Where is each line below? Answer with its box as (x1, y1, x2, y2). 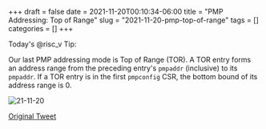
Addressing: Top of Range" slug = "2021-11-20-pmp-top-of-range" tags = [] (8, 15, 259, 25)
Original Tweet (8, 111, 57, 121)
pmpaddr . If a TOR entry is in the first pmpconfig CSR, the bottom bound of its (8, 72, 258, 81)
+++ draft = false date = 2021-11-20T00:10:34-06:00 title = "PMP (8, 7, 224, 16)
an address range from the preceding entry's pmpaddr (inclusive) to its (8, 63, 238, 73)
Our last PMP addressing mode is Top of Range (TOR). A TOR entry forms (8, 55, 252, 64)
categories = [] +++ (8, 24, 74, 33)
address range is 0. (8, 80, 72, 90)
